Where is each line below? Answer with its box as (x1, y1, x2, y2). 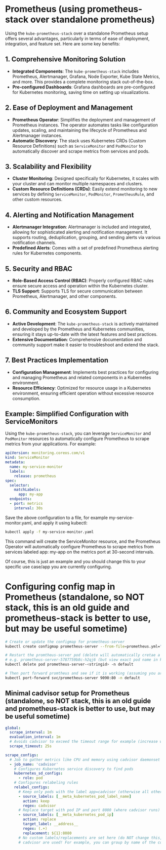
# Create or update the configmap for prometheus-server (5, 639, 125, 644)
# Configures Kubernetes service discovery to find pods (14, 767, 134, 771)
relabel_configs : (14, 785, 50, 790)
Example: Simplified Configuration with (5, 410, 129, 418)
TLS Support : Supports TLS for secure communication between (12, 288, 143, 294)
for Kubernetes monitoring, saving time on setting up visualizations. (12, 89, 150, 95)
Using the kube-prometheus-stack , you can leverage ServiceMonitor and (5, 431, 151, 437)
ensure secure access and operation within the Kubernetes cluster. (12, 283, 149, 288)
